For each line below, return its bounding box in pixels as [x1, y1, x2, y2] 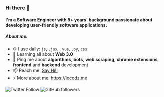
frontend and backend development [12, 62, 89, 68]
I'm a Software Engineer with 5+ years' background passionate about [5, 17, 153, 23]
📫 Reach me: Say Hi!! [12, 67, 58, 74]
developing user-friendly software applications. [5, 22, 108, 28]
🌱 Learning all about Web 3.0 [12, 51, 73, 57]
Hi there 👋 [5, 4, 30, 11]
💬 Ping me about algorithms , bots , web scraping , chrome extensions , [12, 57, 159, 63]
